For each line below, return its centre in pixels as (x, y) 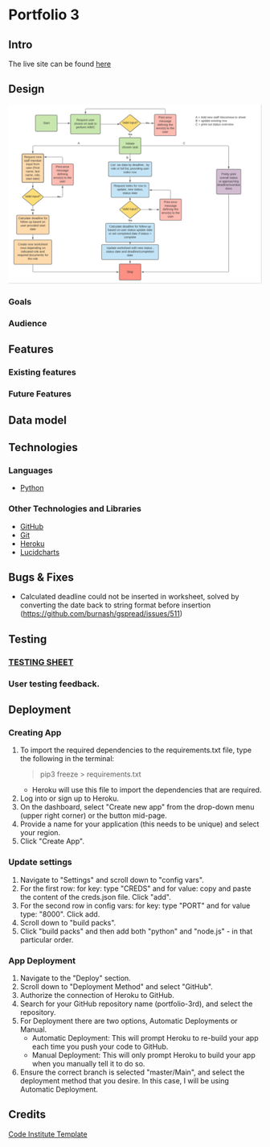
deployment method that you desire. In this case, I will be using (124, 1080)
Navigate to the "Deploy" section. (75, 978)
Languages (31, 470)
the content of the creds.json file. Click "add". (95, 896)
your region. (40, 833)
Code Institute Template (48, 1134)
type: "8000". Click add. (60, 914)
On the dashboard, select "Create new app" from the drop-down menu (137, 807)
